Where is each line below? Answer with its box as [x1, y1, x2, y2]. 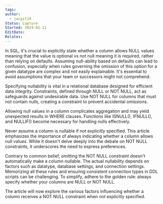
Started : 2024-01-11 [5, 25, 47, 30]
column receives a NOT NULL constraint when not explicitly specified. [5, 193, 145, 199]
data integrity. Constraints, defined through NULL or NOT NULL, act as [5, 88, 147, 94]
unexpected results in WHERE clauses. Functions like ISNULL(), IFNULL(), [5, 113, 152, 119]
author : [5, 12, 21, 17]
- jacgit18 [9, 16, 32, 21]
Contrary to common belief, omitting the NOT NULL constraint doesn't [5, 153, 145, 159]
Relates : [5, 35, 23, 40]
